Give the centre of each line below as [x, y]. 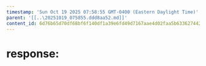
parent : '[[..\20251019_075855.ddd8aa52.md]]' [67, 18]
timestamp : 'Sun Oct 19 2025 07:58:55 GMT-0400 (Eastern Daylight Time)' [103, 12]
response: [33, 53]
